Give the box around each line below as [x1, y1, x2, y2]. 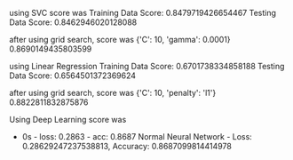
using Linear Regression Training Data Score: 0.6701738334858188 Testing [9, 61, 285, 71]
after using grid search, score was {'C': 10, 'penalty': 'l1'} [9, 88, 217, 98]
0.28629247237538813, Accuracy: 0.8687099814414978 [21, 141, 233, 151]
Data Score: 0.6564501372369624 [9, 70, 136, 81]
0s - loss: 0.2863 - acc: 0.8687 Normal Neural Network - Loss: [21, 132, 253, 141]
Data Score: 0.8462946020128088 [9, 17, 138, 28]
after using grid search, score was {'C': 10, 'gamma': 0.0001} [9, 35, 231, 44]
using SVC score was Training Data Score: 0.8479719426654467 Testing [9, 8, 277, 18]
